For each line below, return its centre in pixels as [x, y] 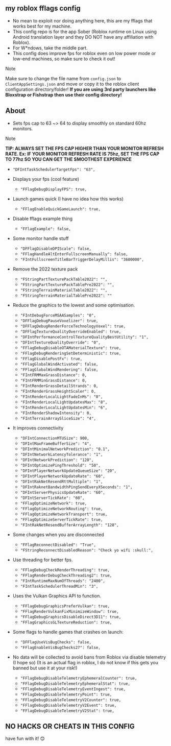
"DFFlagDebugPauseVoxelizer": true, [59, 321]
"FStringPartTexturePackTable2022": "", [64, 279]
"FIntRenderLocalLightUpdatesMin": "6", [64, 407]
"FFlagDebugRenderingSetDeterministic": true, [71, 353]
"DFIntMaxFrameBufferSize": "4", [56, 444]
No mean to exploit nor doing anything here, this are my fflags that [82, 20]
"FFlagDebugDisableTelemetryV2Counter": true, [71, 700]
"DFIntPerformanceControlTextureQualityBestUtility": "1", [84, 337]
